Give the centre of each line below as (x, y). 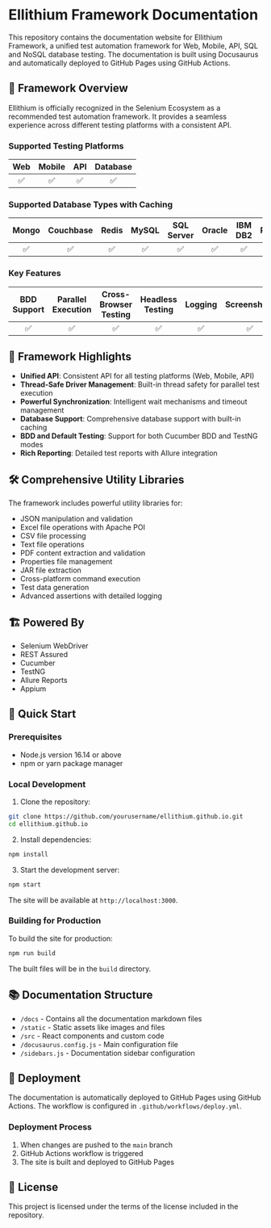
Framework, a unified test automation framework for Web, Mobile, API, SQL (133, 45)
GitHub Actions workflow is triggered (81, 1153)
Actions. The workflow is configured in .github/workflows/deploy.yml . (125, 1106)
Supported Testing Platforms (66, 145)
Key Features (35, 274)
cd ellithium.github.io (48, 824)
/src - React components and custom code (92, 1036)
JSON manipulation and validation (76, 519)
